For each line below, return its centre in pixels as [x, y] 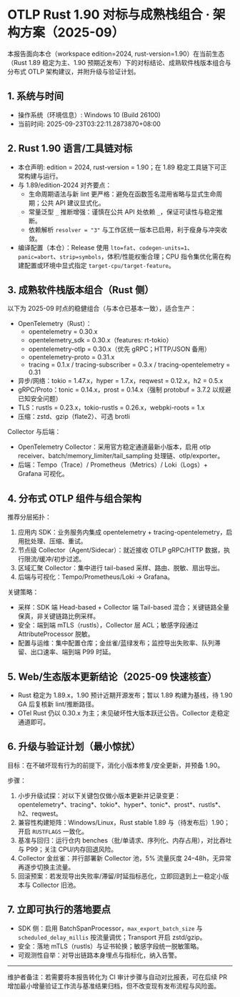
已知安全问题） [40, 399]
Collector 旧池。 [56, 885]
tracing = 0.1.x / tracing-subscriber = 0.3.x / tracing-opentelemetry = [129, 364]
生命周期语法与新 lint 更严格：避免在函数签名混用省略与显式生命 [122, 194]
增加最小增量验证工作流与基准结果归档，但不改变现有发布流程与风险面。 [114, 986]
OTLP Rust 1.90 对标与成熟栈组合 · [109, 15]
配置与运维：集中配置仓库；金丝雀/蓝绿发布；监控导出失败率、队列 [116, 643]
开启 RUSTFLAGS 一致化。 [53, 831]
